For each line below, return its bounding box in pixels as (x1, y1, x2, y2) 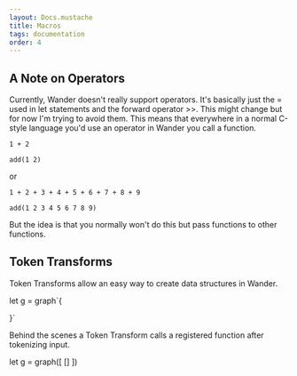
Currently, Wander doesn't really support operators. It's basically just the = (9, 94, 283, 105)
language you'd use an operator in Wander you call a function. (28, 123, 257, 133)
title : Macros (9, 21, 62, 30)
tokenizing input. (9, 339, 71, 349)
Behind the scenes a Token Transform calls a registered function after (9, 330, 264, 340)
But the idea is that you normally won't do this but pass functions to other (9, 220, 277, 230)
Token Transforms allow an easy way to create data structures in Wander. (9, 277, 278, 289)
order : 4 (9, 37, 42, 47)
